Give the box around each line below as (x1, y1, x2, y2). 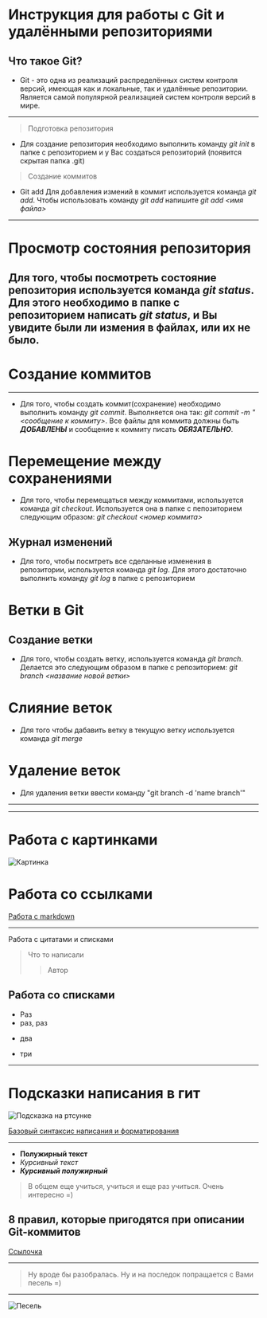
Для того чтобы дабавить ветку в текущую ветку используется (19, 725, 235, 735)
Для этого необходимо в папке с (8, 296, 180, 309)
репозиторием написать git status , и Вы (8, 308, 218, 322)
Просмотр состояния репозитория (8, 239, 252, 257)
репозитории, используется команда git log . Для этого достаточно (19, 565, 247, 575)
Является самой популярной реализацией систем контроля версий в (19, 92, 256, 101)
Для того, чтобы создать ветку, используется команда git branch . (19, 654, 244, 664)
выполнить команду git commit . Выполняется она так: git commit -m (19, 407, 250, 417)
